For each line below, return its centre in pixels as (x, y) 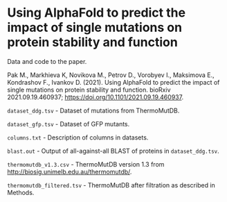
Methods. (21, 192)
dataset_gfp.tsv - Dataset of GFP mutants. (69, 124)
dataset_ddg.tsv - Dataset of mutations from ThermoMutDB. (93, 110)
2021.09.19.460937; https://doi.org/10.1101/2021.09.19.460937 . (96, 97)
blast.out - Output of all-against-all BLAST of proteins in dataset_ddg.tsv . (113, 151)
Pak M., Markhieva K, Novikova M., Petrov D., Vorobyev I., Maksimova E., (111, 75)
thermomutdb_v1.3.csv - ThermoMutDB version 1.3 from (86, 164)
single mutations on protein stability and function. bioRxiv (89, 90)
